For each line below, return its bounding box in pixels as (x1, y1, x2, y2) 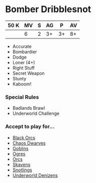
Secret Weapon (12, 70, 45, 76)
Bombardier (12, 49, 37, 55)
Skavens (12, 161, 31, 167)
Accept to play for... (5, 123, 55, 130)
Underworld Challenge (12, 110, 59, 117)
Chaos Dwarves (12, 140, 46, 146)
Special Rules (5, 94, 39, 101)
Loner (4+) (12, 59, 35, 65)
